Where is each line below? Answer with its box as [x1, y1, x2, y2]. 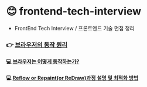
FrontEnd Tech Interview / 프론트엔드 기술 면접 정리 [14, 25, 135, 32]
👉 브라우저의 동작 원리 [6, 40, 68, 48]
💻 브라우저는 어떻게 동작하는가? [6, 58, 80, 65]
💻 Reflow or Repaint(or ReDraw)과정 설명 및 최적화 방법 [6, 75, 139, 82]
